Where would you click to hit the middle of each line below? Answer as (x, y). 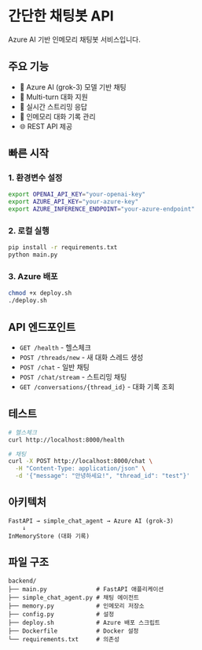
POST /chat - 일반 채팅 (55, 367)
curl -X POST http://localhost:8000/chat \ (81, 461)
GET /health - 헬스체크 (55, 347)
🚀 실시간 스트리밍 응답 (53, 106)
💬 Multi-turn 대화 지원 (53, 97)
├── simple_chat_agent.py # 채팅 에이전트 (74, 597)
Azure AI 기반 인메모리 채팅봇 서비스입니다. (75, 39)
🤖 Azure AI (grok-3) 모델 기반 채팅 (73, 86)
